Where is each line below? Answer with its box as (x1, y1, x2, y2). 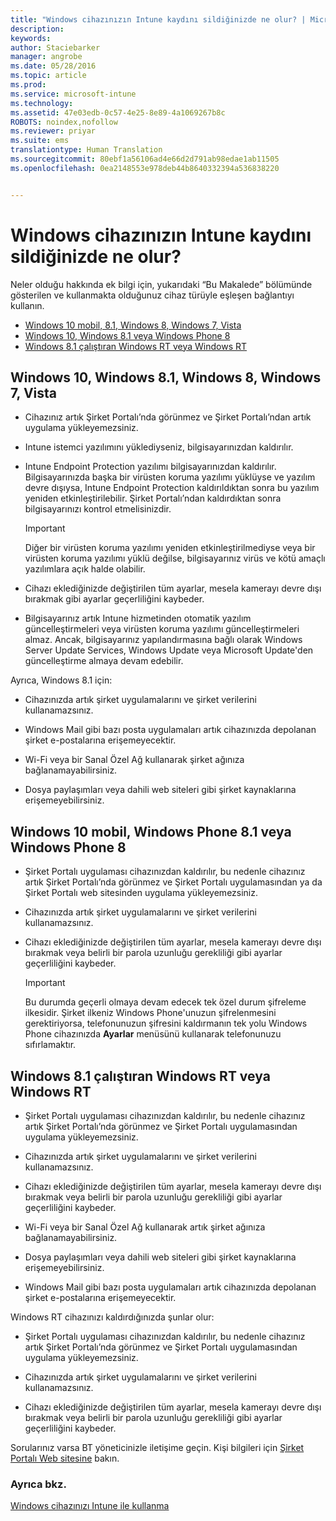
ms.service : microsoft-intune (10, 89, 137, 99)
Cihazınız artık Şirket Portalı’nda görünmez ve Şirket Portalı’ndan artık (24, 411, 312, 423)
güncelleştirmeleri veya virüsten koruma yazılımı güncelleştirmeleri (24, 623, 300, 635)
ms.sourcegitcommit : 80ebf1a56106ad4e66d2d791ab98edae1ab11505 (10, 154, 280, 164)
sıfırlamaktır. (24, 1039, 77, 1051)
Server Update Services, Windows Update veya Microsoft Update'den (24, 644, 314, 656)
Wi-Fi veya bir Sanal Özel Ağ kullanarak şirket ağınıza (24, 754, 245, 766)
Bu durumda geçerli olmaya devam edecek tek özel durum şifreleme (24, 996, 307, 1008)
